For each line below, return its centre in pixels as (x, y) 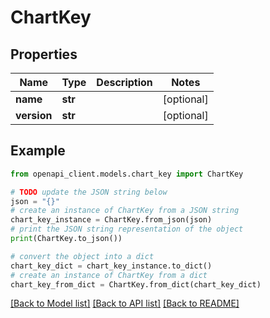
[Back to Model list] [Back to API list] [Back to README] (125, 303)
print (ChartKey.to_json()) (66, 239)
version (34, 115)
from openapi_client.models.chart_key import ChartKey (127, 174)
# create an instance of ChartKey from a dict (109, 275)
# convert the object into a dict (82, 256)
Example (38, 151)
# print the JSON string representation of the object (127, 229)
